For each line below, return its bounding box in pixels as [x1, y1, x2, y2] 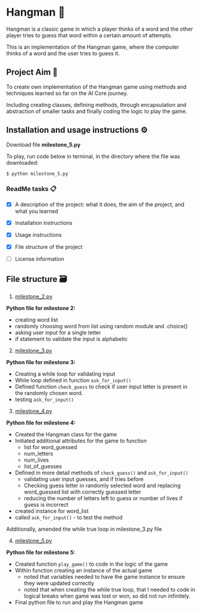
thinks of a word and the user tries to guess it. [6, 49, 120, 57]
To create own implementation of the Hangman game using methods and [6, 83, 187, 90]
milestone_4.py [14, 407, 53, 414]
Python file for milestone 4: [6, 419, 76, 426]
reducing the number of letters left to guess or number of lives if [23, 494, 183, 501]
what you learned [14, 207, 59, 215]
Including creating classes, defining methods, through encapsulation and [6, 101, 187, 108]
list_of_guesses [23, 462, 62, 470]
